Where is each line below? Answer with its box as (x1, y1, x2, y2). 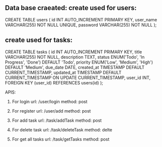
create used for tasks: (5, 36, 73, 44)
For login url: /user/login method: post (12, 98, 88, 104)
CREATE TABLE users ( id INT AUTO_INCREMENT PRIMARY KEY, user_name (5, 16, 157, 22)
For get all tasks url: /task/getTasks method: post (12, 136, 110, 142)
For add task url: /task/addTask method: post (12, 117, 102, 123)
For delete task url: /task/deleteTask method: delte (12, 127, 113, 132)
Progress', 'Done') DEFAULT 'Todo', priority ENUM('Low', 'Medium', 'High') (5, 59, 153, 65)
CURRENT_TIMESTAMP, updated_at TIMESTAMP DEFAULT (5, 69, 122, 75)
